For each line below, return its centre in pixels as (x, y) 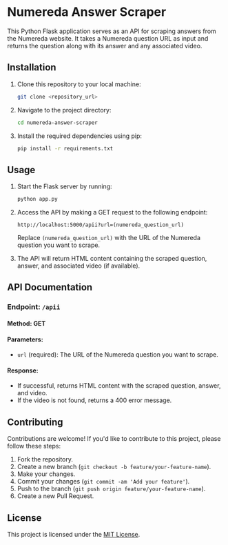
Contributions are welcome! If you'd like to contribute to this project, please (114, 439)
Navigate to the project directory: (64, 110)
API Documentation (50, 287)
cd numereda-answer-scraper (57, 122)
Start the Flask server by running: (64, 186)
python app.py (37, 199)
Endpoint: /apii (34, 307)
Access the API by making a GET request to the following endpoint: (112, 212)
